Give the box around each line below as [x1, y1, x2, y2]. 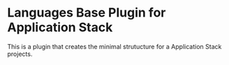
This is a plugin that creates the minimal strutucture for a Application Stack [7, 42, 222, 50]
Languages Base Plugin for [7, 5, 166, 21]
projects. [7, 50, 33, 58]
